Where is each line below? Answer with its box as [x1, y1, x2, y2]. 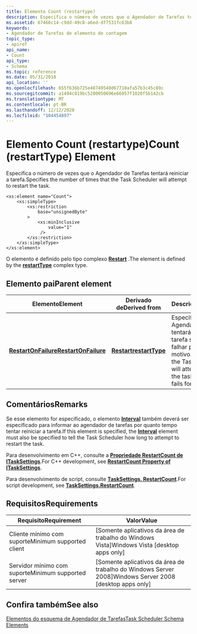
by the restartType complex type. [6, 262, 88, 269]
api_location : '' [6, 80, 49, 86]
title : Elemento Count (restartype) [6, 8, 96, 15]
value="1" [47, 225, 72, 231]
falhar [171, 343, 188, 351]
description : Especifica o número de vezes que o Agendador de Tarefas [6, 14, 185, 20]
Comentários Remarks [6, 399, 88, 409]
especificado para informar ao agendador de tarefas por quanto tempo [6, 421, 178, 428]
